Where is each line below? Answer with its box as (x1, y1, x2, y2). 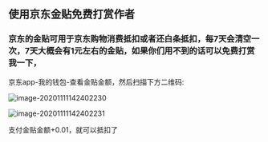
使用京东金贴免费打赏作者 (8, 7, 135, 22)
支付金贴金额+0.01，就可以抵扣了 (8, 124, 118, 134)
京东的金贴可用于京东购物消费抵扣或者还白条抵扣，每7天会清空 (8, 34, 251, 45)
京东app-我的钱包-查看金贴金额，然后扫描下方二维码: (8, 77, 185, 86)
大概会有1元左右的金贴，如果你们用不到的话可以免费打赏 (37, 45, 255, 57)
